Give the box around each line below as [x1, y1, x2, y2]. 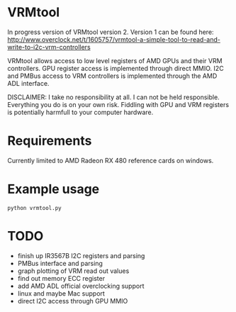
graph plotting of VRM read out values [17, 267, 130, 275]
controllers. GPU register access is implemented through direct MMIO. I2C [7, 64, 225, 72]
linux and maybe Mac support [17, 289, 105, 298]
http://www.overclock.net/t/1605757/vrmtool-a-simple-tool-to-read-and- [7, 35, 221, 43]
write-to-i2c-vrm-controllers [7, 43, 91, 51]
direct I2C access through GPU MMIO [17, 296, 128, 305]
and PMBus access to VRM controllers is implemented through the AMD [7, 72, 218, 80]
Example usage [7, 182, 100, 197]
